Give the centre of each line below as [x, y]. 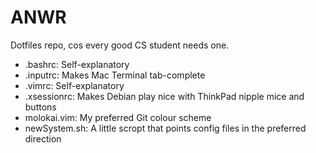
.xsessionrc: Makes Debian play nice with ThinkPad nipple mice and [164, 96]
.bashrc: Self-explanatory [77, 64]
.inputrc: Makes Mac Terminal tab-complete [115, 75]
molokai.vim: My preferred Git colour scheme [118, 117]
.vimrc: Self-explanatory [74, 85]
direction [43, 138]
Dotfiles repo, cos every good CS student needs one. [120, 45]
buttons [40, 107]
